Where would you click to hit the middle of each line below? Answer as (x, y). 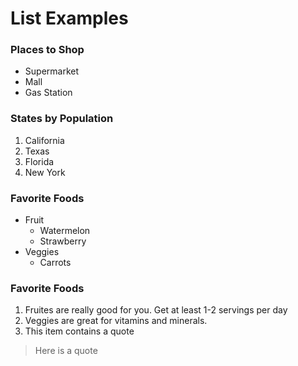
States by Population (62, 119)
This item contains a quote (79, 331)
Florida (39, 161)
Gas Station (48, 93)
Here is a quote (66, 351)
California (44, 140)
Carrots (55, 263)
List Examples (69, 18)
